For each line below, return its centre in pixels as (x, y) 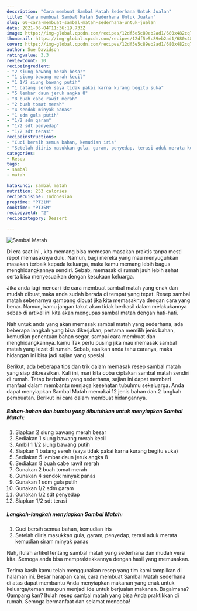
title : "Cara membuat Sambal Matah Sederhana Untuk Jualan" (82, 17)
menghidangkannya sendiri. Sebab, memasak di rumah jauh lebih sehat (93, 270)
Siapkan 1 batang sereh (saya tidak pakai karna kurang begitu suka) (96, 451)
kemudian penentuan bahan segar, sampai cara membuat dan (81, 337)
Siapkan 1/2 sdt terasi (41, 500)
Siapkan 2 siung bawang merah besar (61, 432)
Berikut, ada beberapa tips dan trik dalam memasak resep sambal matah (94, 366)
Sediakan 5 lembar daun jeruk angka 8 (61, 457)
